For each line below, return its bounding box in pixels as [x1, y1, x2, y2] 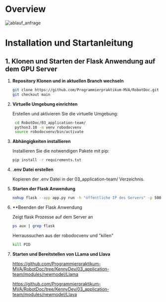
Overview [5, 3, 46, 15]
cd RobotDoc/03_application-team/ [14, 120, 86, 125]
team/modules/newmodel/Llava [12, 291, 77, 297]
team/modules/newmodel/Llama [12, 271, 78, 277]
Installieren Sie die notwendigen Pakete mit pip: [12, 148, 110, 154]
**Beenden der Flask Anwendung [12, 204, 83, 210]
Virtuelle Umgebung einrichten [12, 101, 78, 107]
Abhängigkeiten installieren [12, 138, 71, 144]
